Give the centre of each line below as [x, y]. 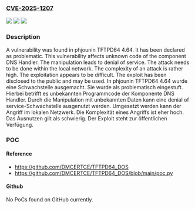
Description [23, 37]
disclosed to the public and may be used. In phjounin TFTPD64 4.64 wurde [97, 81]
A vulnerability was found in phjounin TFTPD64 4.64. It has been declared [95, 50]
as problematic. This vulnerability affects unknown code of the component [96, 56]
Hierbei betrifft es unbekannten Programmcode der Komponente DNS [90, 93]
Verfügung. [20, 124]
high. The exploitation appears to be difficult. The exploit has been [86, 75]
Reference [19, 154]
